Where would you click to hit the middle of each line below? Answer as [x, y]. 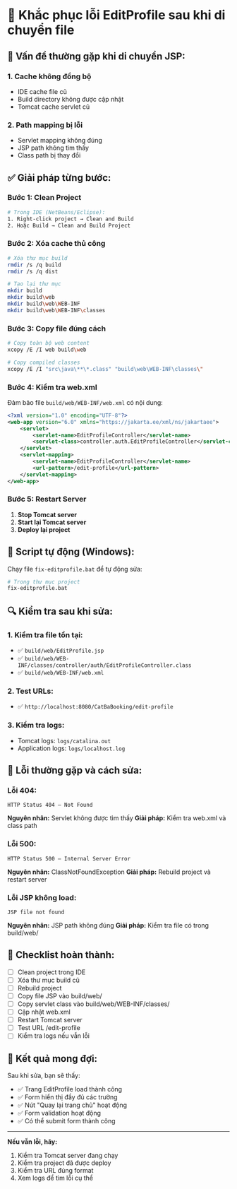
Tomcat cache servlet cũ [54, 107]
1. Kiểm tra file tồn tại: [45, 634]
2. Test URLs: [31, 691]
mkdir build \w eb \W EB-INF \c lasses [56, 310]
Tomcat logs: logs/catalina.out [64, 740]
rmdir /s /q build [34, 265]
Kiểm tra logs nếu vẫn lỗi [54, 1036]
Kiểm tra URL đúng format [55, 1171]
